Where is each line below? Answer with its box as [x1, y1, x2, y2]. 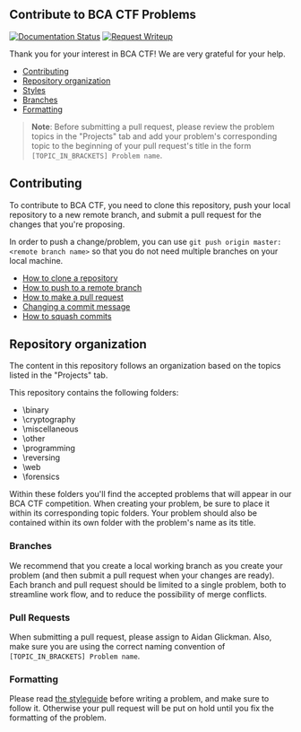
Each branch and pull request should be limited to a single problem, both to [9, 579, 287, 590]
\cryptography [21, 414, 76, 425]
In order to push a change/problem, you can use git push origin [9, 236, 250, 247]
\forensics [21, 471, 60, 483]
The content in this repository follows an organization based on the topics [9, 361, 281, 371]
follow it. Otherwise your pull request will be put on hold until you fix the [9, 703, 275, 714]
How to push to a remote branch [21, 282, 142, 292]
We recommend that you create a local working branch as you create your [9, 560, 284, 571]
